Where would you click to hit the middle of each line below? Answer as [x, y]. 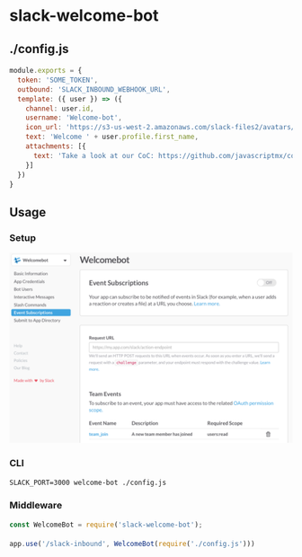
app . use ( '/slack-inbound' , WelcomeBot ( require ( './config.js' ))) [132, 544]
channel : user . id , [60, 109]
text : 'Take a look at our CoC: [93, 155]
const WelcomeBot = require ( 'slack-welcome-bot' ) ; [106, 525]
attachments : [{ [56, 146]
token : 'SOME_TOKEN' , [58, 80]
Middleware [36, 505]
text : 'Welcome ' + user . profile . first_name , [112, 137]
